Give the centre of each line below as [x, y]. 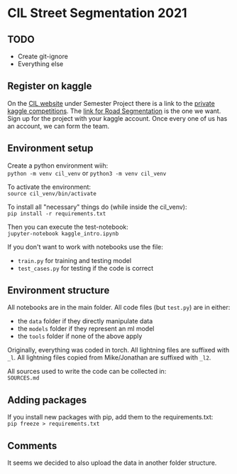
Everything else [40, 64]
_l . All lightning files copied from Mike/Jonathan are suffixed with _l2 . [109, 357]
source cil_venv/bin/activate [52, 193]
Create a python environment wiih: [58, 166]
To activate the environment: [49, 187]
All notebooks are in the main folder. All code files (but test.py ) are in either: [119, 308]
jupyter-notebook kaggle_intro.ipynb [63, 233]
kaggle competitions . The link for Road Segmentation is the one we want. [114, 111]
